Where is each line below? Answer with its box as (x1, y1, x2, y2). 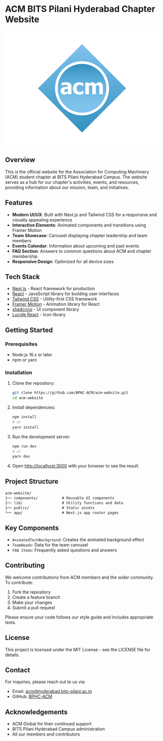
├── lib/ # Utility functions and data (5, 501, 123, 506)
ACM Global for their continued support (12, 721, 92, 727)
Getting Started (5, 326, 53, 334)
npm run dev (12, 444, 37, 449)
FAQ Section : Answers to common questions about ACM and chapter (12, 248, 152, 254)
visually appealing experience (12, 217, 72, 222)
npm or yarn (12, 357, 37, 363)
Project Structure (5, 477, 59, 486)
